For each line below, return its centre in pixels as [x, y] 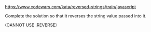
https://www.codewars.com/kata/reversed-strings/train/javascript [70, 7]
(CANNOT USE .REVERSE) [31, 25]
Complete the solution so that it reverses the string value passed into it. [76, 16]
